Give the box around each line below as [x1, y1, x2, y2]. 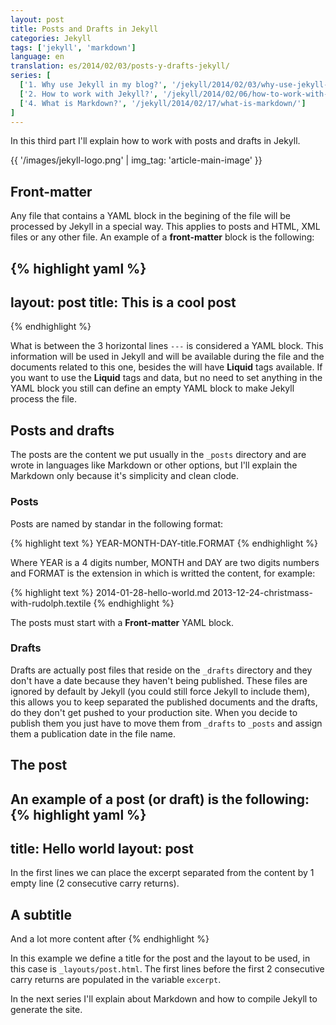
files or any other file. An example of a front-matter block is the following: [10, 231, 315, 243]
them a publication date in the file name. [10, 727, 176, 740]
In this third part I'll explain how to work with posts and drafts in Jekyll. [10, 135, 301, 147]
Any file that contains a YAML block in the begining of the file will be [10, 210, 291, 222]
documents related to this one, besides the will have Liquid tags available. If [10, 361, 323, 373]
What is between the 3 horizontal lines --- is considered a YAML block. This [10, 340, 324, 352]
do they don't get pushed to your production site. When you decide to [10, 706, 298, 718]
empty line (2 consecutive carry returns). [10, 877, 180, 890]
